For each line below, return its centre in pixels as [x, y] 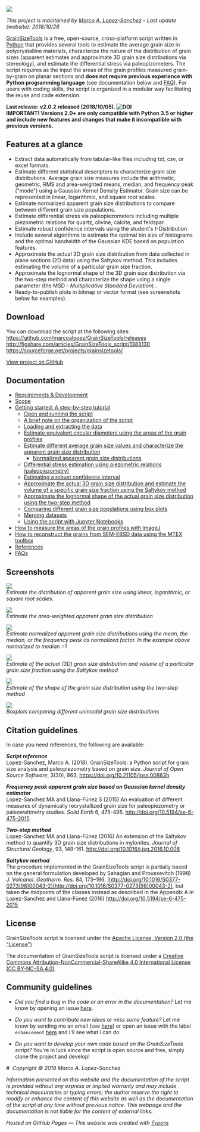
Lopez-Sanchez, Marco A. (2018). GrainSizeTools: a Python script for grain [98, 762]
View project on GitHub [35, 362]
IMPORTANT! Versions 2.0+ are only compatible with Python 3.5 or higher [100, 113]
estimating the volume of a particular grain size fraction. [83, 266]
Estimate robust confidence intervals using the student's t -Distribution [101, 228]
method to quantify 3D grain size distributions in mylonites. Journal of [92, 843]
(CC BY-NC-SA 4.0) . [31, 968]
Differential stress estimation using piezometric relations [93, 464]
